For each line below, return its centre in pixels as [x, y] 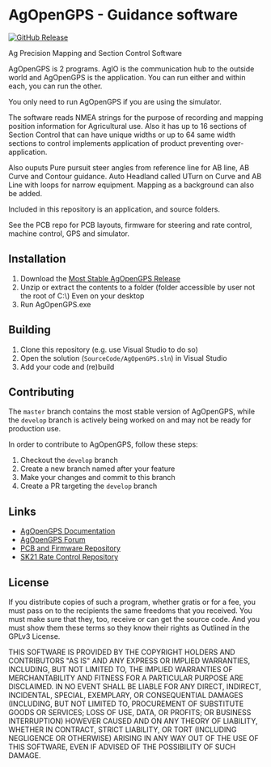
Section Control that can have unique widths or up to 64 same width [122, 135]
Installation [37, 259]
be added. [25, 193]
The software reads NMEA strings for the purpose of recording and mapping [136, 117]
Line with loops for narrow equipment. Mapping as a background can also [131, 185]
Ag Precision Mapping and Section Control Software [95, 53]
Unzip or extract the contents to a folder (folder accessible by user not [138, 287]
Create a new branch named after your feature [97, 469]
